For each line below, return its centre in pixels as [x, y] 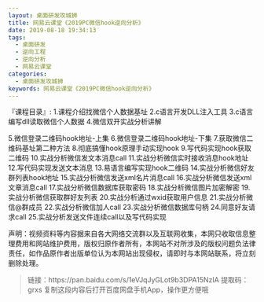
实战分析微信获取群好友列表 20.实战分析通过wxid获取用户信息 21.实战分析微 [131, 197]
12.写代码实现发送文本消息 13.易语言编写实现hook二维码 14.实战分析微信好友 [132, 168]
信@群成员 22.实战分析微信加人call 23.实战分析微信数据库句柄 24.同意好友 [128, 207]
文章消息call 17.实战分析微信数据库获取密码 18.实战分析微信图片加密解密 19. [129, 188]
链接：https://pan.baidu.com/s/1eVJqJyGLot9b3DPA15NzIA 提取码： [138, 280]
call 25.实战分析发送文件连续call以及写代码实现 [90, 217]
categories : [27, 74]
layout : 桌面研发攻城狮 [43, 15]
